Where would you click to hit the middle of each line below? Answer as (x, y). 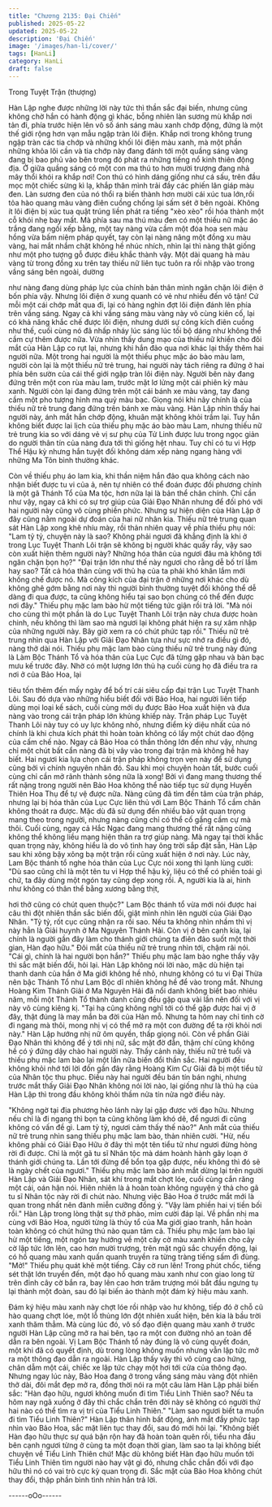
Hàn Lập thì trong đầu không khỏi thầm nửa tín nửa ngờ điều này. (117, 1094)
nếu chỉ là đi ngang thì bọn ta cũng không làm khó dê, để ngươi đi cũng (127, 1119)
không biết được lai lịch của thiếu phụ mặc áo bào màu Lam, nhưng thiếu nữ (135, 425)
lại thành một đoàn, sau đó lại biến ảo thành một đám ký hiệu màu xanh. (129, 1291)
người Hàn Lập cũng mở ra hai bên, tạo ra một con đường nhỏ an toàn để (130, 1332)
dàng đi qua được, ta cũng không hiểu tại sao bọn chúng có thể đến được (131, 596)
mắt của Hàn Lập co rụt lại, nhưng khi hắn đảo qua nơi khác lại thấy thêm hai (136, 348)
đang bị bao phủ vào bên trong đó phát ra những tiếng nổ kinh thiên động (131, 159)
